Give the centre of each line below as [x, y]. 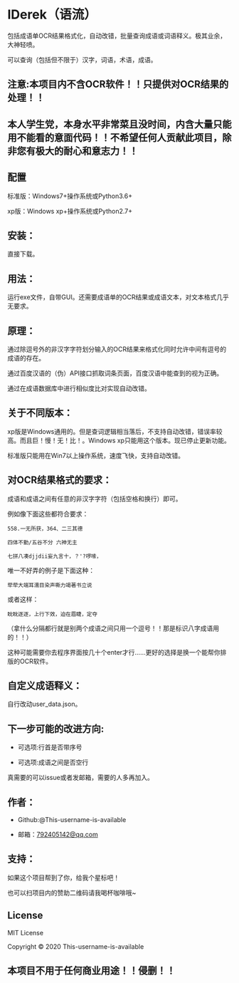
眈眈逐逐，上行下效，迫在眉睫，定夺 [53, 614]
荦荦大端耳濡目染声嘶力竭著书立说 [50, 585]
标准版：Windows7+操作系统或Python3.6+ [70, 196]
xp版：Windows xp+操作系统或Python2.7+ [70, 211]
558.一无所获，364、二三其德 [45, 529]
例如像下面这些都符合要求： [48, 514]
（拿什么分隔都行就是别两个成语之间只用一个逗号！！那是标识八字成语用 [113, 628]
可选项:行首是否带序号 [50, 747]
